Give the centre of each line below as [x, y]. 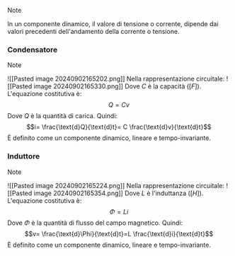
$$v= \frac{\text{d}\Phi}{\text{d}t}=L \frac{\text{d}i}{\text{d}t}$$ [119, 233]
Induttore [24, 156]
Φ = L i [119, 211]
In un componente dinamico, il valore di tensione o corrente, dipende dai [113, 24]
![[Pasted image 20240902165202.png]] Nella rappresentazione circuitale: [116, 79]
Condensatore [33, 50]
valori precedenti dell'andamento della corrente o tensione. [93, 31]
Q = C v [119, 105]
